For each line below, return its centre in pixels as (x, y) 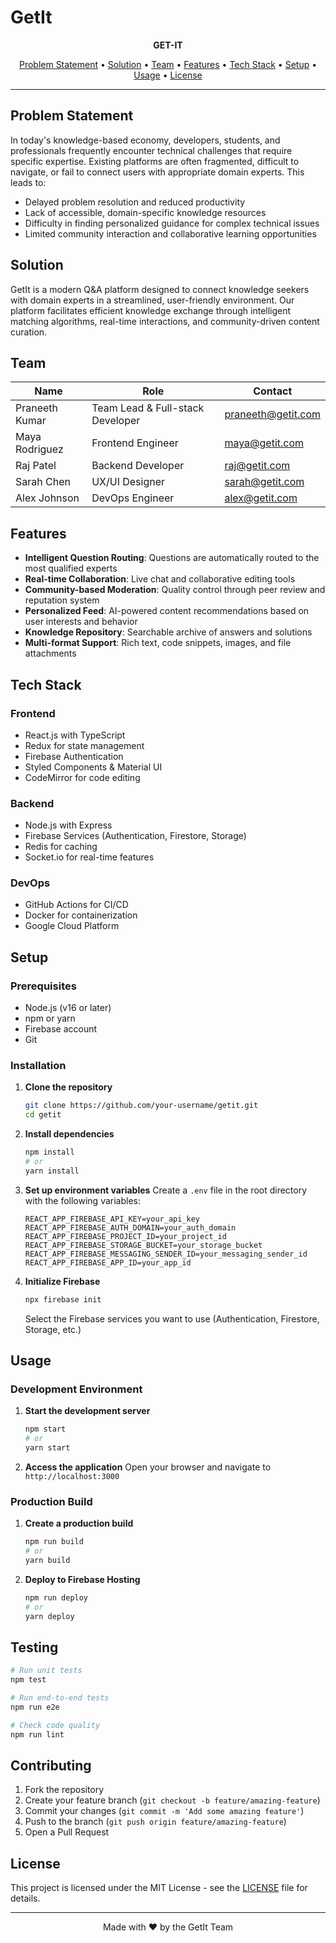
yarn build (47, 1561)
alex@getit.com (261, 498)
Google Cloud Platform (72, 926)
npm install (49, 1152)
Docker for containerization (81, 915)
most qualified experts (71, 568)
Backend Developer (138, 466)
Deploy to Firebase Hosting (82, 1579)
